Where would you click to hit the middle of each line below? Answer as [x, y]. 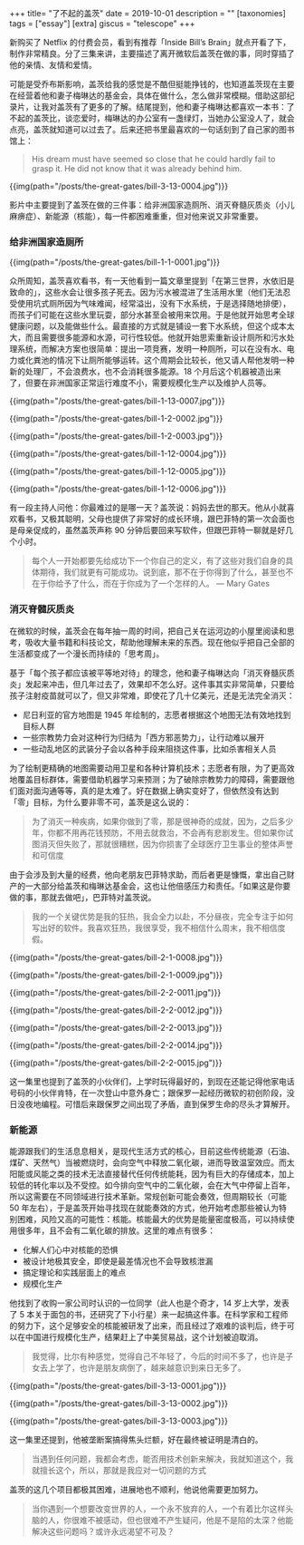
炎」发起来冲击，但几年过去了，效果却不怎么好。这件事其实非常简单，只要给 [152, 684]
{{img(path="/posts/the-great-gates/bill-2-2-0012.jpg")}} [116, 1010]
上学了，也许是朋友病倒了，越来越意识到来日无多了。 [147, 1367]
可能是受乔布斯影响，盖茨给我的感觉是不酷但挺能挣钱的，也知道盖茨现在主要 [152, 84]
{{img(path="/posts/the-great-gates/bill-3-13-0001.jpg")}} [118, 1385]
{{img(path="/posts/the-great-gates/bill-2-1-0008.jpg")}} [116, 957]
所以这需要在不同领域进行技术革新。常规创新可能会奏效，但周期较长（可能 [148, 1196]
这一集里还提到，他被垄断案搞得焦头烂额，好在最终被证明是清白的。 [136, 1439]
